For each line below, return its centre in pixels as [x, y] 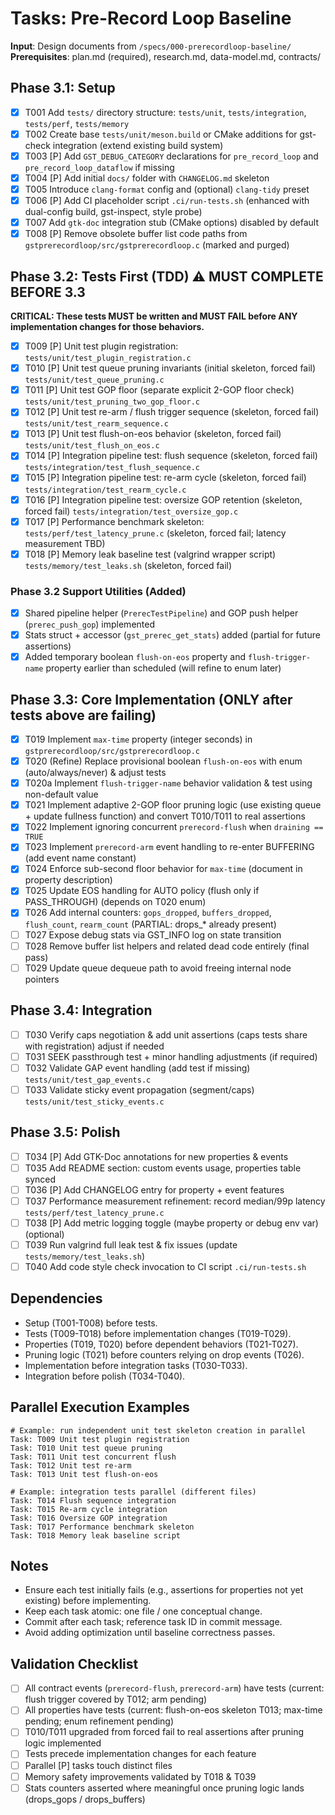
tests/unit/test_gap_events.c [88, 1080]
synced [40, 1179]
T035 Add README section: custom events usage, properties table [163, 1168]
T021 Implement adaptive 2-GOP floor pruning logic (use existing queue [173, 805]
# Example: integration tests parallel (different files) [133, 1492]
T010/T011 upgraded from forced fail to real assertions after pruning [164, 1732]
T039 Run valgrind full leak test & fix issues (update [131, 1244]
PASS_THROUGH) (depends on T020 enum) [115, 902]
